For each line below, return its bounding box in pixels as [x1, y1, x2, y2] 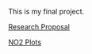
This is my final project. [8, 7, 85, 16]
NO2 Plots [8, 37, 42, 47]
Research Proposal [8, 22, 70, 31]
